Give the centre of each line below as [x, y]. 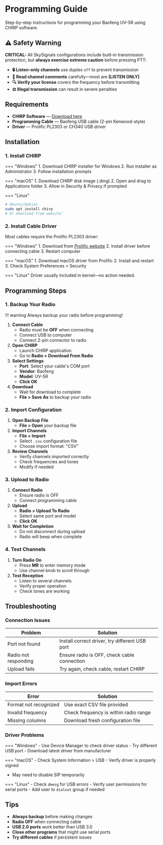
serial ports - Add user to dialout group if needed [55, 789]
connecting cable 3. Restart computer [43, 251]
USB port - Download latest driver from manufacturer [58, 751]
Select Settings [28, 361]
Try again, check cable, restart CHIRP [102, 669]
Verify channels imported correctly [54, 457]
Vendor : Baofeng [37, 371]
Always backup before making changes [52, 816]
